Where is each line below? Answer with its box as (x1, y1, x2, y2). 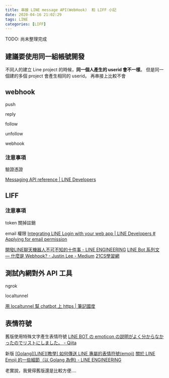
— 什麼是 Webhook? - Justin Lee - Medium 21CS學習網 (5, 253, 120, 259)
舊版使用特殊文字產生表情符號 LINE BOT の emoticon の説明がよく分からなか (5, 334, 164, 340)
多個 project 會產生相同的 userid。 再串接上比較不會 (18, 73, 126, 79)
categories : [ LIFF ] (5, 21, 46, 27)
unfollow (5, 130, 24, 136)
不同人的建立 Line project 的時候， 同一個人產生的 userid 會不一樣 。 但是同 (5, 67, 159, 73)
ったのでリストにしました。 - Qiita (5, 340, 77, 346)
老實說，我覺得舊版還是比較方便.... (5, 367, 77, 374)
